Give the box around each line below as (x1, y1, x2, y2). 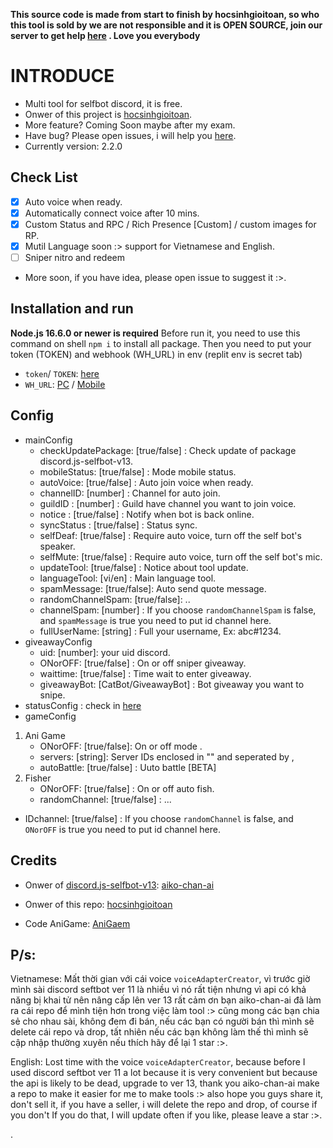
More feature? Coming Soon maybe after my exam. (24, 119, 236, 131)
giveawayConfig (24, 635, 93, 648)
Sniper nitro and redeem (24, 252, 125, 263)
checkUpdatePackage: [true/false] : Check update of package (39, 444, 297, 456)
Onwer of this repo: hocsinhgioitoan (24, 898, 173, 910)
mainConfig (24, 434, 73, 446)
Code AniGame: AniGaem (24, 917, 131, 929)
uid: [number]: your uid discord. (39, 646, 171, 658)
